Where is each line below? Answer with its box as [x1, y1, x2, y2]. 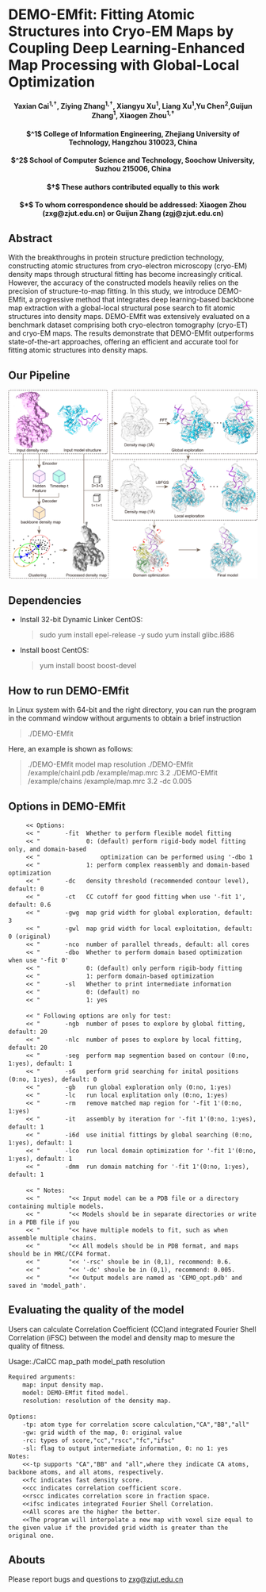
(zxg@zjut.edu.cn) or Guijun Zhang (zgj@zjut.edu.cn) [42, 209, 224, 218]
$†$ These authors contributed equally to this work [46, 182, 220, 191]
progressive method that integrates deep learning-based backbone [34, 295, 255, 305]
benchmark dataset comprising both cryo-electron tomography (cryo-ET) [8, 320, 248, 330]
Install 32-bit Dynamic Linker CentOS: [19, 615, 143, 625]
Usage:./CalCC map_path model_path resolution [8, 1356, 165, 1366]
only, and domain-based [8, 845, 87, 853]
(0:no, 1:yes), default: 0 [8, 1075, 97, 1083]
